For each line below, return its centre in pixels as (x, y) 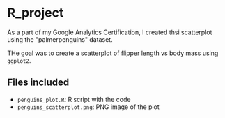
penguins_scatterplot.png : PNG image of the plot (88, 107)
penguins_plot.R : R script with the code (74, 99)
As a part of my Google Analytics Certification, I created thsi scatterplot (110, 32)
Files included (38, 83)
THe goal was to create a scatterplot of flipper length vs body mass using (113, 53)
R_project (36, 13)
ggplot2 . (19, 60)
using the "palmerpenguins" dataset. (60, 39)
